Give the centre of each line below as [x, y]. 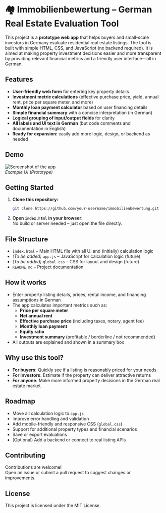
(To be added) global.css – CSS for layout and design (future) [76, 262]
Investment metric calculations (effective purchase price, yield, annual [85, 97]
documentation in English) [39, 128]
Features [19, 79]
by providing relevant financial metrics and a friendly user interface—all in [81, 58]
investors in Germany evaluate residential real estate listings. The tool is [78, 42]
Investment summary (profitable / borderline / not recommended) [87, 337]
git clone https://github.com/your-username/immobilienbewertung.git [86, 209]
